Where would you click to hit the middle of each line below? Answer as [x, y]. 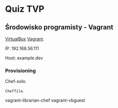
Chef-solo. [16, 81]
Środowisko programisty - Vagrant [59, 27]
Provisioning [20, 71]
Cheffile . [15, 91]
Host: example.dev [24, 58]
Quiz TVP [25, 9]
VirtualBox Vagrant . [25, 39]
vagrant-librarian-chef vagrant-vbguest [45, 100]
